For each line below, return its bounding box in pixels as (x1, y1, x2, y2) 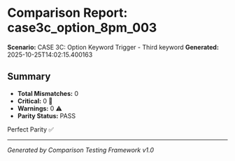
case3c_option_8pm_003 (7, 20, 157, 36)
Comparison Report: (7, 5, 128, 21)
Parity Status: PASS (17, 111, 76, 120)
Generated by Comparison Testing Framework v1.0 (7, 146, 155, 154)
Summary (7, 71, 51, 83)
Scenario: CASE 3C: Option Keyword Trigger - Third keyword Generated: (7, 43, 219, 51)
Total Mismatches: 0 (17, 89, 79, 97)
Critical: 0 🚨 (17, 97, 53, 105)
